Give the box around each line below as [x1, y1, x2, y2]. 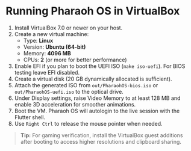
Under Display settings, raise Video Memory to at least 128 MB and [14, 94, 181, 102]
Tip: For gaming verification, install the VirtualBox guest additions [20, 131, 183, 139]
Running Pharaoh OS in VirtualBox [5, 4, 180, 18]
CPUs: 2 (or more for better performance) [23, 56, 127, 63]
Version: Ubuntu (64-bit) [23, 43, 86, 51]
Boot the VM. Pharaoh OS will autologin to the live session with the [14, 107, 180, 114]
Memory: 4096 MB [23, 49, 72, 57]
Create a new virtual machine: [14, 30, 89, 37]
